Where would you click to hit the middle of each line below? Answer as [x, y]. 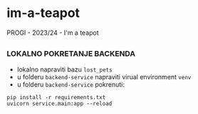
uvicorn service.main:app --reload [59, 103]
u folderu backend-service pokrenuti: [71, 84]
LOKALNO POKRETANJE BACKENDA [71, 54]
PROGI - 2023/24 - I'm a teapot [53, 33]
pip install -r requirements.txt [56, 97]
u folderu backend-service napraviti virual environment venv [104, 76]
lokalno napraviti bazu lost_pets [64, 69]
